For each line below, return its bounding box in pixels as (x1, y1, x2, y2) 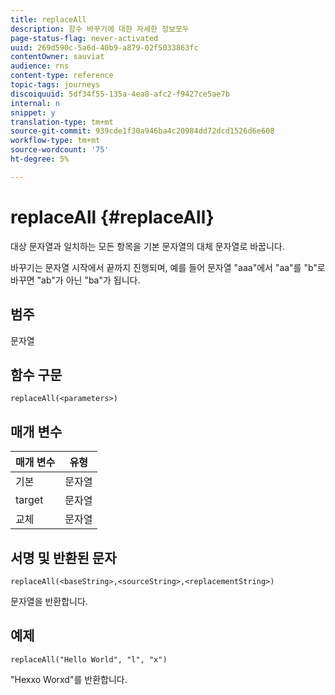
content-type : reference (10, 71, 114, 81)
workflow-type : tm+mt (10, 136, 101, 146)
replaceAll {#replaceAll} (10, 206, 215, 228)
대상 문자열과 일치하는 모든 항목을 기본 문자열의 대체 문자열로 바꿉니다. (10, 240, 285, 252)
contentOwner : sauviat (10, 52, 105, 62)
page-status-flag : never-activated (10, 33, 159, 43)
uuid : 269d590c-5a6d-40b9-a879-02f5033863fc (10, 42, 199, 53)
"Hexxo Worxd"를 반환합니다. (10, 673, 128, 685)
